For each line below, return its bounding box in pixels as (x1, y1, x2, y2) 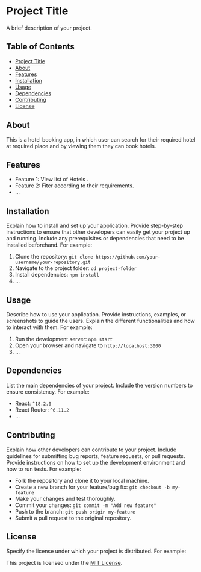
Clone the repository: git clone (14, 253, 93, 260)
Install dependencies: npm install (14, 271, 99, 278)
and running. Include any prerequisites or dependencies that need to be (6, 235, 185, 242)
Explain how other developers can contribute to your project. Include (6, 446, 176, 453)
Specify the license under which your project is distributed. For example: (6, 547, 187, 555)
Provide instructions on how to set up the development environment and (6, 459, 185, 466)
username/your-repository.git (14, 259, 91, 266)
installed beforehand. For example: (6, 241, 93, 248)
